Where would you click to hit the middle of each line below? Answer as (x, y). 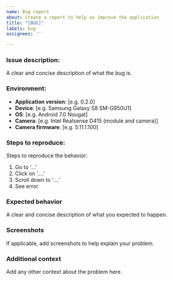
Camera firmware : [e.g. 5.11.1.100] (57, 127)
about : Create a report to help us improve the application (83, 17)
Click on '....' (30, 173)
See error (27, 187)
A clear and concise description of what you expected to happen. (87, 215)
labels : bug (21, 28)
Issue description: (33, 60)
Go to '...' (26, 167)
